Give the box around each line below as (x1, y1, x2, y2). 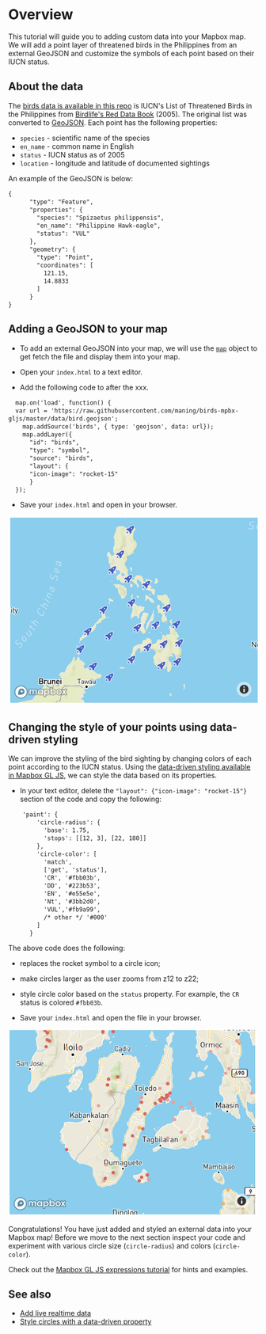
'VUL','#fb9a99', (43, 906, 101, 914)
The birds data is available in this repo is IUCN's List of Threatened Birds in (8, 101, 253, 110)
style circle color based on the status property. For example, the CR (19, 990, 240, 999)
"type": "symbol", (28, 446, 90, 454)
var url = (15, 406, 47, 415)
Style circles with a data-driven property (19, 1317, 152, 1327)
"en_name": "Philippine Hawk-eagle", (36, 222, 161, 230)
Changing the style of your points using (8, 720, 208, 734)
